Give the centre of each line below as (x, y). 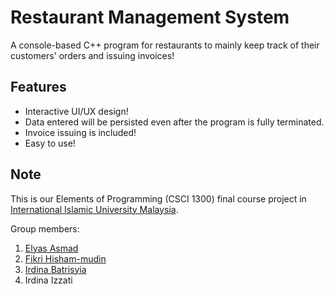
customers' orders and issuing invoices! (92, 55)
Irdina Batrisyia (55, 269)
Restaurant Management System (150, 17)
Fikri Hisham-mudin (65, 258)
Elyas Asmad (51, 248)
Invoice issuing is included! (80, 132)
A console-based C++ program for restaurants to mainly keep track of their (165, 45)
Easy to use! (50, 143)
